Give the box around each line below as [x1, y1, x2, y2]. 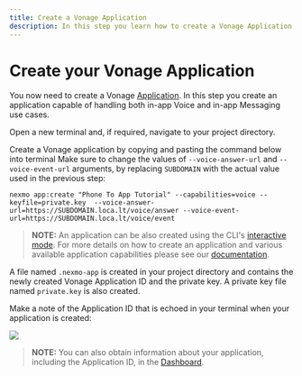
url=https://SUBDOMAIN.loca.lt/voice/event [9, 214, 176, 224]
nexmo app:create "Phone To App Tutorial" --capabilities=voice [9, 190, 256, 199]
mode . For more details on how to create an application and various [31, 240, 283, 251]
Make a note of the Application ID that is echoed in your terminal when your [9, 303, 290, 314]
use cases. [9, 109, 50, 120]
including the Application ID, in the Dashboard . [31, 357, 205, 368]
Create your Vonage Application [9, 60, 255, 81]
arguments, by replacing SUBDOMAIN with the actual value [71, 163, 280, 174]
